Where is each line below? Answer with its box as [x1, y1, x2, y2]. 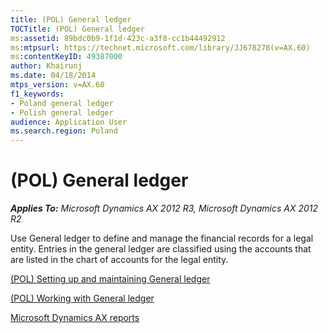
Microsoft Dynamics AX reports [10, 312, 140, 324]
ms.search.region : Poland [10, 126, 118, 136]
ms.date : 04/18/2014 [10, 71, 97, 81]
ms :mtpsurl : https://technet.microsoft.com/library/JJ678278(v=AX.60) [10, 42, 311, 53]
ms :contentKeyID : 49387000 [10, 52, 123, 62]
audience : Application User [10, 117, 128, 127]
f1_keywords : [10, 89, 65, 99]
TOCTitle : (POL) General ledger [10, 24, 145, 34]
